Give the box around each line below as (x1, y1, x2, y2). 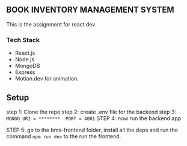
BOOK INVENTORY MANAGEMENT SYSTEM (6, 5, 174, 15)
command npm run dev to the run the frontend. (6, 132, 121, 140)
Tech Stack (6, 35, 40, 44)
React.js (14, 49, 35, 56)
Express (14, 68, 35, 76)
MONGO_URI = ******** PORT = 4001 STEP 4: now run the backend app (6, 114, 182, 122)
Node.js (14, 56, 35, 63)
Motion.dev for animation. (14, 75, 79, 82)
